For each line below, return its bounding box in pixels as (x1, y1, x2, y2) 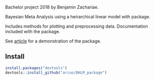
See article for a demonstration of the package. (5, 38, 101, 44)
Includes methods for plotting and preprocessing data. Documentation (5, 23, 148, 29)
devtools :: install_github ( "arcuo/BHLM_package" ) (5, 70, 107, 75)
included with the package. (5, 29, 61, 34)
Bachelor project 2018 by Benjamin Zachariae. (5, 4, 99, 10)
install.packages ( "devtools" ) (5, 65, 68, 71)
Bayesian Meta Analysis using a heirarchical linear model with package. (5, 14, 151, 19)
